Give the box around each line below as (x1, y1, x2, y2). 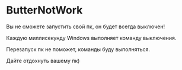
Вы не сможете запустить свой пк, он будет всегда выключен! (6, 23, 165, 30)
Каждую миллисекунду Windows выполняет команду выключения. (6, 34, 177, 41)
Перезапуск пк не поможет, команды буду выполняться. (6, 45, 150, 53)
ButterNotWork (6, 4, 83, 17)
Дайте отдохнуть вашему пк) (6, 57, 80, 64)
